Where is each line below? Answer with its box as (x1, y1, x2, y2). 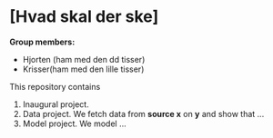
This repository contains (9, 81, 101, 92)
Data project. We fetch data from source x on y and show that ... (22, 108, 265, 119)
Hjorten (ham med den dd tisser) (22, 54, 146, 64)
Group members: (9, 36, 76, 47)
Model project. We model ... (22, 118, 127, 129)
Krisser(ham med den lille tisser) (22, 64, 145, 74)
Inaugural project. (22, 98, 89, 110)
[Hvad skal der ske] (9, 6, 159, 27)
